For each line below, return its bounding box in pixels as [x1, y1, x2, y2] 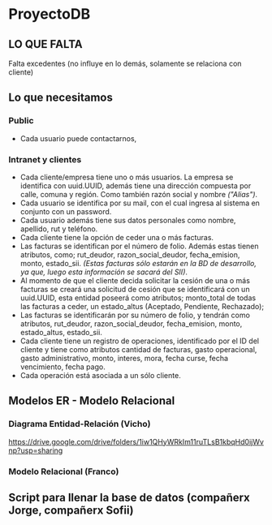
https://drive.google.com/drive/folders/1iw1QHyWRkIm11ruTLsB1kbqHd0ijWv [8, 437, 264, 446]
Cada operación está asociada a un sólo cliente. [19, 370, 181, 380]
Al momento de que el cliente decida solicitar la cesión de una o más [19, 275, 250, 285]
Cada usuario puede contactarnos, [19, 133, 137, 143]
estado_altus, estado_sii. [19, 327, 103, 337]
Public [8, 115, 34, 127]
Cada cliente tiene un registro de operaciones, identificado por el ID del [19, 336, 260, 346]
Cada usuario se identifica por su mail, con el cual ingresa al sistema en [19, 198, 260, 208]
